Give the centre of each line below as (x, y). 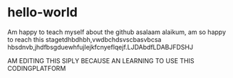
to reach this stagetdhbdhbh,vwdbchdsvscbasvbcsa (84, 39)
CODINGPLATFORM (37, 68)
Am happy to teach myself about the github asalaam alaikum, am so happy (117, 32)
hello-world (43, 12)
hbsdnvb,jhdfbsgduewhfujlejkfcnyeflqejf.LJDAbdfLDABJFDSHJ (100, 47)
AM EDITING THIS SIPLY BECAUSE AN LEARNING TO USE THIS (101, 60)
